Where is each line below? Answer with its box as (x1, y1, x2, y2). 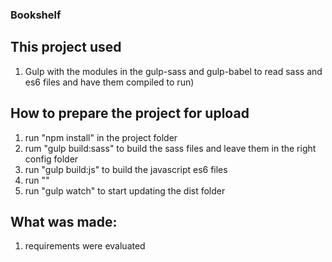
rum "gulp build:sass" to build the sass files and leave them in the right (24, 142, 317, 154)
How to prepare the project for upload (10, 105, 250, 122)
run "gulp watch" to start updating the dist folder (24, 184, 226, 197)
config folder (24, 153, 79, 165)
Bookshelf (10, 8, 62, 22)
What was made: (10, 213, 118, 230)
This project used (10, 39, 122, 56)
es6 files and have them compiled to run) (24, 76, 195, 88)
